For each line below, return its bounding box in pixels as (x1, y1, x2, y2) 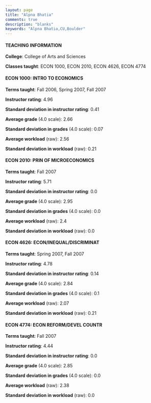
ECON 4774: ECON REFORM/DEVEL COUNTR (5, 321, 103, 328)
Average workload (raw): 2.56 (5, 136, 70, 142)
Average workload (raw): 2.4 (5, 218, 67, 224)
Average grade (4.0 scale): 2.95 (5, 198, 73, 204)
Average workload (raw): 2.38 (5, 383, 70, 389)
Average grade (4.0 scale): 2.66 (5, 116, 73, 122)
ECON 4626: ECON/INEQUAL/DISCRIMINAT (5, 239, 99, 246)
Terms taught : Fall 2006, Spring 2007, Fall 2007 (5, 86, 106, 92)
